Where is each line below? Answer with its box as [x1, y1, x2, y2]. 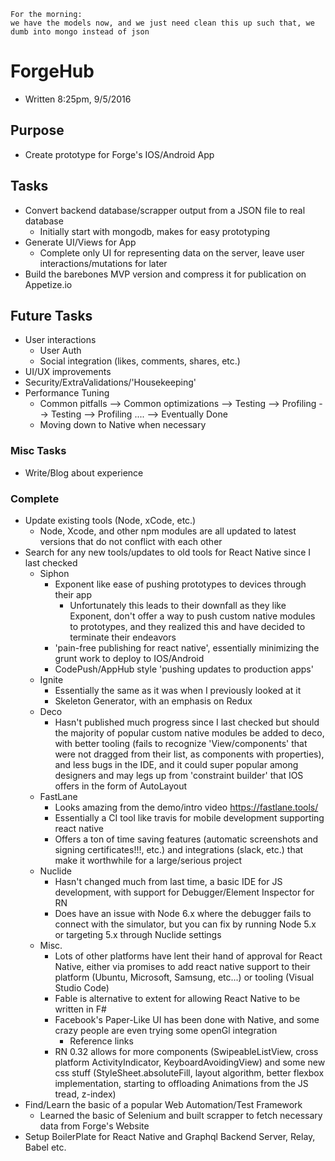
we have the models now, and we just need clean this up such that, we [10, 18, 315, 28]
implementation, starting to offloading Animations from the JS [54, 1077, 309, 1089]
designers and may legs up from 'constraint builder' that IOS [54, 769, 304, 781]
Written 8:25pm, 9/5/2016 [24, 93, 132, 105]
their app [54, 588, 93, 600]
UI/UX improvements [24, 366, 112, 378]
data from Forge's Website [39, 1120, 150, 1132]
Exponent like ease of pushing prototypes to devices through [54, 578, 307, 590]
